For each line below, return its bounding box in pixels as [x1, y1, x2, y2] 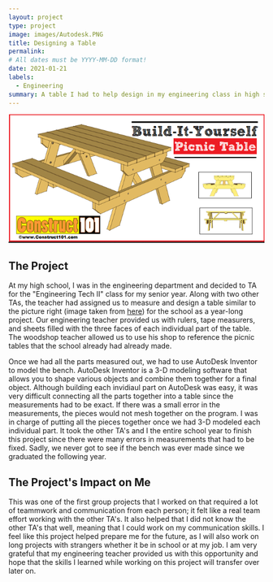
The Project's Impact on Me [8, 476, 151, 489]
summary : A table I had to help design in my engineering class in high [8, 90, 260, 98]
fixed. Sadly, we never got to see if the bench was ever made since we [8, 443, 245, 453]
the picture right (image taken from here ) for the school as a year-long [8, 306, 244, 316]
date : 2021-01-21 [8, 65, 67, 73]
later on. [8, 566, 37, 576]
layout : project [8, 13, 63, 21]
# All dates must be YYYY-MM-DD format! [8, 56, 148, 64]
